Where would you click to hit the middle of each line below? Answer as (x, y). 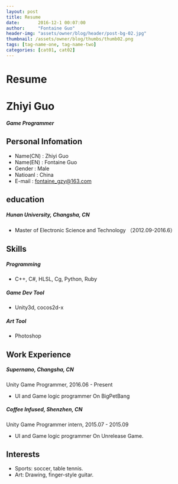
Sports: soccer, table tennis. (49, 469)
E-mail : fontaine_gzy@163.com (53, 181)
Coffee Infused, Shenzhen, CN (44, 410)
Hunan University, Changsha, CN (48, 215)
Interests (23, 454)
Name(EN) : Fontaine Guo (46, 162)
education (25, 199)
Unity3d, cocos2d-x (39, 307)
